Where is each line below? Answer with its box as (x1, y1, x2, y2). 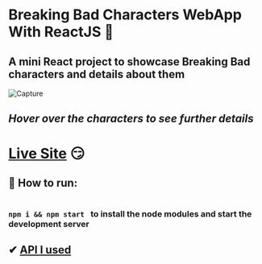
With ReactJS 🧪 (8, 23, 114, 41)
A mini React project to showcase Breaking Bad (8, 55, 251, 68)
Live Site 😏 (8, 144, 85, 163)
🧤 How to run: (8, 175, 78, 190)
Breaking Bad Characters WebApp (8, 6, 242, 24)
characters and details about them (8, 67, 185, 81)
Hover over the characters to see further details (8, 112, 254, 126)
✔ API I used (8, 243, 72, 257)
